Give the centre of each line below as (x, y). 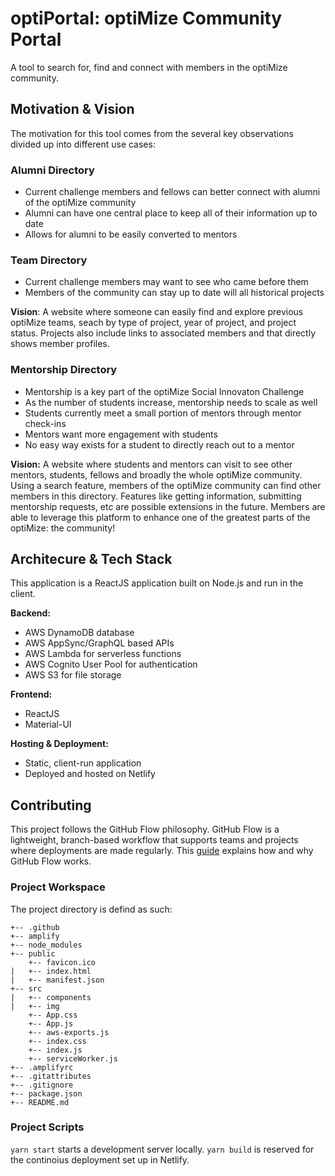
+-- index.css (57, 1041)
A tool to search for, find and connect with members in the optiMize (149, 67)
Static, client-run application (83, 763)
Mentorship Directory (64, 370)
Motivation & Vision (72, 109)
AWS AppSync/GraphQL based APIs (99, 643)
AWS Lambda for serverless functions (103, 654)
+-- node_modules (46, 945)
